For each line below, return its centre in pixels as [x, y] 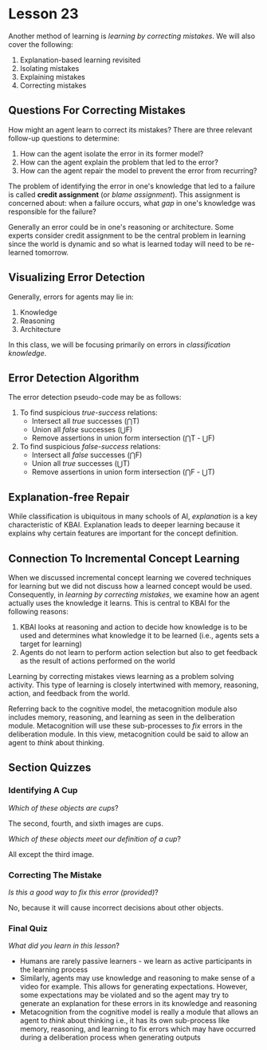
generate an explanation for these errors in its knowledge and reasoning [138, 1004]
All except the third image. [51, 854]
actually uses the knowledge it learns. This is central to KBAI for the [119, 603]
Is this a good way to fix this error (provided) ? [83, 892]
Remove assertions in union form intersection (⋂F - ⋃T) [123, 472]
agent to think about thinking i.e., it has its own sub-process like [124, 1020]
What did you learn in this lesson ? [64, 945]
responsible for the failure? [53, 211]
